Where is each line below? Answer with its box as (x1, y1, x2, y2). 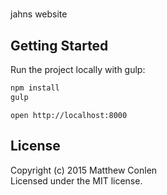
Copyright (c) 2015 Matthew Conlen (10, 164, 158, 176)
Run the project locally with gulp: (10, 64, 146, 75)
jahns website (10, 8, 68, 20)
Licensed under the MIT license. (10, 174, 143, 187)
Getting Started (10, 37, 109, 54)
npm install (10, 83, 60, 93)
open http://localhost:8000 (10, 110, 128, 120)
